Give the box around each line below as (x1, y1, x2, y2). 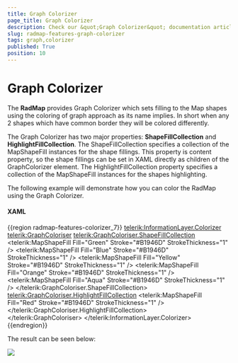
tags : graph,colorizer (7, 37, 74, 44)
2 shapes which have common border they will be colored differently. (7, 118, 210, 127)
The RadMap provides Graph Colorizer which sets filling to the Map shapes (7, 103, 227, 112)
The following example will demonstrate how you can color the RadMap (7, 183, 216, 192)
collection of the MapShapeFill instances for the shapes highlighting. (7, 170, 208, 178)
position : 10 (7, 50, 46, 57)
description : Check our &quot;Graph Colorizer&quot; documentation (7, 23, 211, 30)
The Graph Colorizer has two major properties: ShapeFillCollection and (7, 132, 217, 141)
